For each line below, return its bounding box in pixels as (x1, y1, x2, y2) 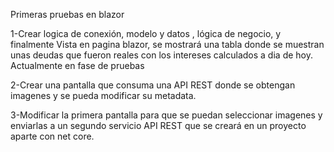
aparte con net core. (10, 130, 95, 142)
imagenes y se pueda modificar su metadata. (10, 90, 197, 101)
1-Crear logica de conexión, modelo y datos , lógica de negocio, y (10, 28, 282, 39)
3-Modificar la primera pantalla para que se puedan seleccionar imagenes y (10, 109, 323, 121)
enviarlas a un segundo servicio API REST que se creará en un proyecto (10, 120, 307, 131)
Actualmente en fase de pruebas (10, 60, 145, 71)
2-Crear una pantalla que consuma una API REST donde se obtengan (10, 79, 296, 91)
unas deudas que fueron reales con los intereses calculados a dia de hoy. (10, 49, 313, 61)
